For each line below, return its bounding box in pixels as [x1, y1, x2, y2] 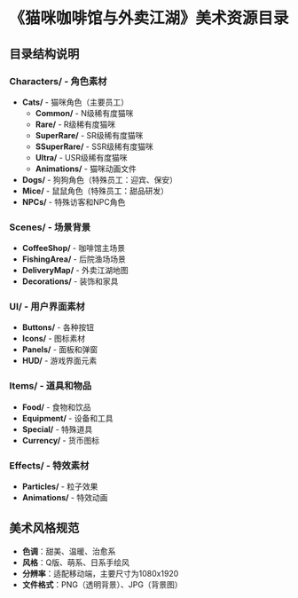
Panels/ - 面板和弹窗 [21, 344, 98, 355]
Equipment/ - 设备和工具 [21, 413, 114, 423]
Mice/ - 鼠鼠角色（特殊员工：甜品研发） [21, 185, 169, 196]
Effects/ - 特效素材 [9, 459, 90, 471]
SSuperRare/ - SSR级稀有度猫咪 [35, 141, 153, 152]
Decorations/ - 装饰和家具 [21, 276, 119, 287]
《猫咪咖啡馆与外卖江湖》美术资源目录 [9, 8, 290, 28]
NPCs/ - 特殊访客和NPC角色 [21, 196, 126, 207]
